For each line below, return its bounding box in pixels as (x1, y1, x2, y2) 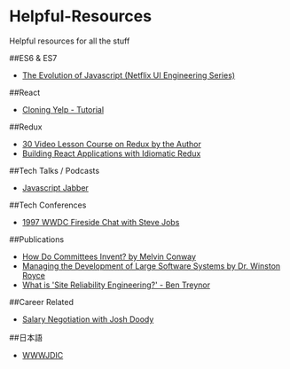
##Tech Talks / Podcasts (9, 165, 100, 176)
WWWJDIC (21, 349, 64, 360)
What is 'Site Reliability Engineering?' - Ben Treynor (21, 279, 211, 290)
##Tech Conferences (9, 200, 87, 210)
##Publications (9, 233, 65, 245)
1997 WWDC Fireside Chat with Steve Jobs (21, 216, 180, 227)
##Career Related (9, 296, 74, 307)
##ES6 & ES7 (9, 52, 58, 63)
